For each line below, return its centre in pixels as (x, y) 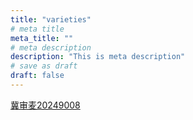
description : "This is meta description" (98, 57)
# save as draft (44, 66)
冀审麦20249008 (45, 105)
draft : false (37, 76)
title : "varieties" (51, 19)
